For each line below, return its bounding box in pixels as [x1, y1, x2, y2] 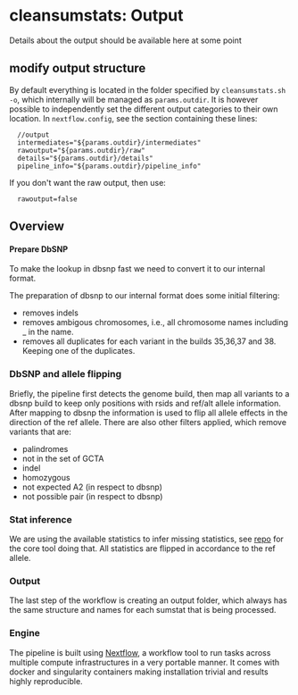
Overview [9, 219, 65, 234]
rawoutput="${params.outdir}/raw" [17, 146, 145, 155]
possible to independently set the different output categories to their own [9, 104, 278, 114]
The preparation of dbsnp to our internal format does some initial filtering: [9, 290, 280, 301]
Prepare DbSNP [9, 243, 69, 255]
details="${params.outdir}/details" [17, 154, 153, 163]
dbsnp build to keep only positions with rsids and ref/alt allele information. [9, 398, 281, 408]
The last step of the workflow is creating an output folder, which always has [9, 595, 287, 606]
